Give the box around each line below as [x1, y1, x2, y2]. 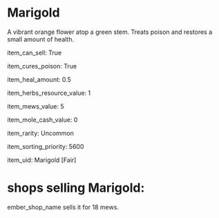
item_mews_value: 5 [7, 102, 64, 110]
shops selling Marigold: [7, 180, 145, 196]
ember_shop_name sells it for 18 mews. [7, 203, 120, 211]
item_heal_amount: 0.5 [7, 75, 71, 84]
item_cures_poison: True [7, 62, 77, 70]
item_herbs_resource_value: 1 [7, 89, 91, 97]
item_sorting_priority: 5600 [7, 142, 84, 150]
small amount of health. [7, 35, 75, 43]
